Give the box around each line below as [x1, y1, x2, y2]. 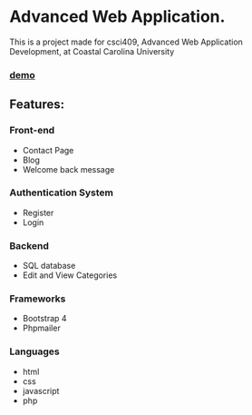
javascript [22, 385, 60, 396]
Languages [9, 345, 61, 358]
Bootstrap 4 [22, 313, 67, 324]
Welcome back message [22, 163, 115, 174]
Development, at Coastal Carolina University [9, 45, 175, 56]
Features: [9, 97, 65, 113]
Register [22, 207, 54, 218]
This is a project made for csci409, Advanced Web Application [9, 36, 243, 47]
